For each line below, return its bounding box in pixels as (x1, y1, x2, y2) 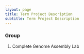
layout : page (5, 7, 32, 12)
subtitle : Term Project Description (5, 16, 79, 21)
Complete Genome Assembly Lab (12, 43, 80, 49)
